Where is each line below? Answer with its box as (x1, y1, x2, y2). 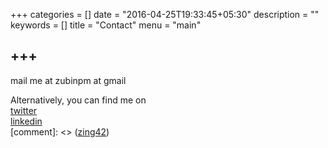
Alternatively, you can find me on (10, 94, 147, 106)
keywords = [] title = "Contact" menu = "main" (10, 19, 202, 31)
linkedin (10, 115, 43, 127)
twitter (10, 104, 38, 116)
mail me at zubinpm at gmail (10, 74, 127, 86)
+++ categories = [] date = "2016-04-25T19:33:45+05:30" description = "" (10, 9, 320, 20)
